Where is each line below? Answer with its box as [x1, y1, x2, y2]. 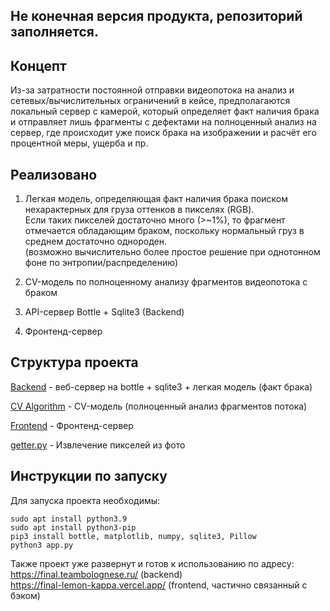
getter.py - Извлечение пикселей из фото [10, 439, 186, 451]
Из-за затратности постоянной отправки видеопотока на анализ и [10, 84, 295, 96]
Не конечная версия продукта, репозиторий [10, 8, 303, 25]
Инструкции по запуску [10, 468, 168, 485]
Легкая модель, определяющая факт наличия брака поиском [24, 193, 289, 205]
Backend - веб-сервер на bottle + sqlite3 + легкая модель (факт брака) [10, 380, 313, 393]
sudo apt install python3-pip [10, 522, 137, 533]
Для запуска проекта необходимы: [10, 494, 161, 506]
